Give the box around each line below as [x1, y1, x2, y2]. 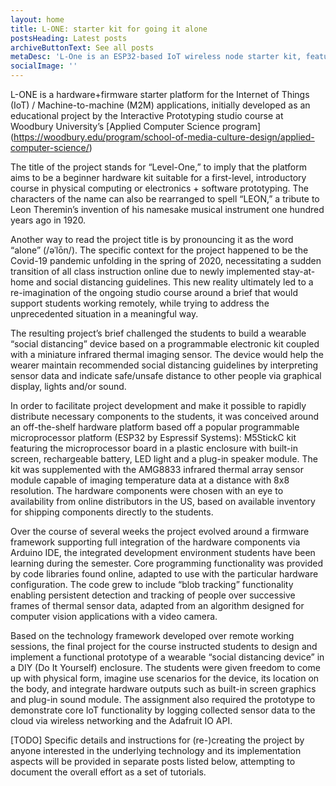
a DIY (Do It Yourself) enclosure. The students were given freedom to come [10, 662, 321, 673]
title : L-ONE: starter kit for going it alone [10, 24, 208, 34]
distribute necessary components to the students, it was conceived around [10, 411, 319, 422]
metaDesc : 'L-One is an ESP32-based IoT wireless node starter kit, [10, 52, 302, 62]
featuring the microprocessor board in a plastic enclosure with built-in [10, 442, 298, 454]
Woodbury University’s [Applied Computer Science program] [10, 121, 262, 132]
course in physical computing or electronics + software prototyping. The [10, 182, 309, 194]
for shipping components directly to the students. [10, 506, 214, 518]
